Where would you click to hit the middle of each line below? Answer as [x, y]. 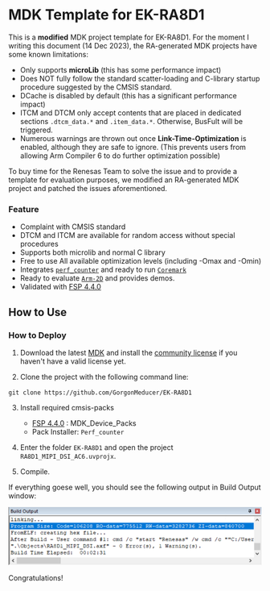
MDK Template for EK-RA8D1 [106, 15]
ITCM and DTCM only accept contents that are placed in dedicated [131, 112]
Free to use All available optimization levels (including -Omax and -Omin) [141, 261]
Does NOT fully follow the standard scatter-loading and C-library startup [140, 78]
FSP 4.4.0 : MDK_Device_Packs [84, 423]
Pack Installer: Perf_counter [78, 431]
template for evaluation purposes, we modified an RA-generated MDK [124, 180]
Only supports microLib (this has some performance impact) [121, 69]
